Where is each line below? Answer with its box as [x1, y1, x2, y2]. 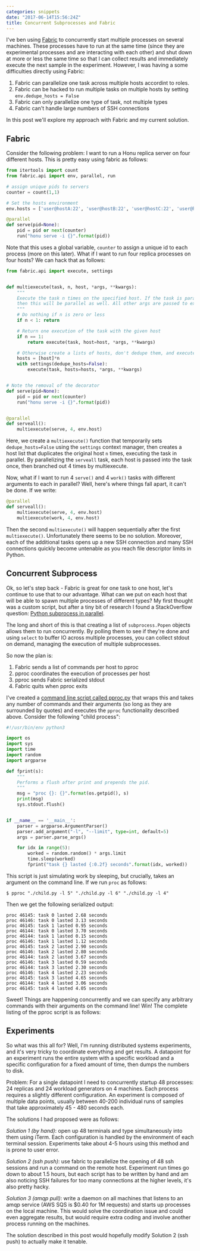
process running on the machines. [6, 1220, 90, 1227]
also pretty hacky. [6, 1183, 51, 1190]
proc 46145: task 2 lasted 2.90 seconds [6, 944, 108, 950]
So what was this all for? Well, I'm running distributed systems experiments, [6, 1042, 192, 1049]
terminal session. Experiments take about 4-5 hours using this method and [6, 1139, 189, 1147]
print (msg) [17, 796, 44, 802]
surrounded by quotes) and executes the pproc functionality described [6, 707, 179, 714]
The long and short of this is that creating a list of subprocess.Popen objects [6, 621, 190, 628]
